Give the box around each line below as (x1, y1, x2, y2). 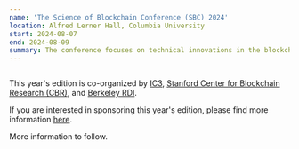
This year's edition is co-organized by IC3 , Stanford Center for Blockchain (9, 78, 280, 89)
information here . (9, 114, 73, 125)
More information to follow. (9, 131, 109, 142)
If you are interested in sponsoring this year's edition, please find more (9, 105, 269, 115)
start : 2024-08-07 (9, 29, 77, 38)
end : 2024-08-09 (9, 37, 69, 47)
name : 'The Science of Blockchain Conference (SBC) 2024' (9, 12, 229, 22)
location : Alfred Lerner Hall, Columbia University (9, 21, 205, 30)
